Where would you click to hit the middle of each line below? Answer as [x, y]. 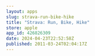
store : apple [22, 28]
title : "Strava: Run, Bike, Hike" [48, 22]
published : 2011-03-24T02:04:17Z [47, 44]
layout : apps [22, 11]
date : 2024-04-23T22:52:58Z [40, 38]
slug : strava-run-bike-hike [40, 17]
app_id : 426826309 [28, 33]
